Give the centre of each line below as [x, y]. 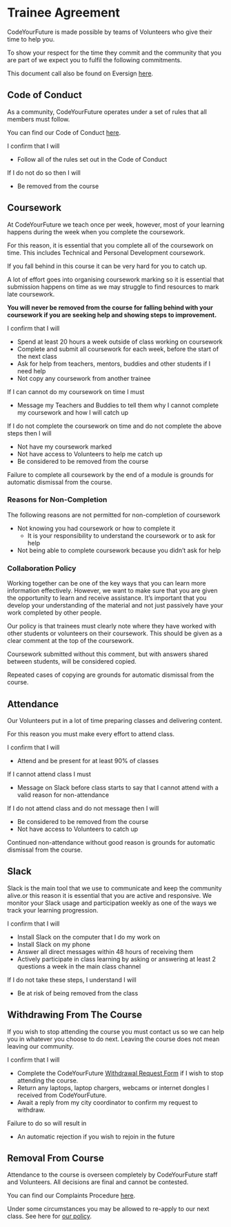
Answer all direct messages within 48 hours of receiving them [105, 951]
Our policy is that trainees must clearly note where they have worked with [112, 626]
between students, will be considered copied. [72, 662]
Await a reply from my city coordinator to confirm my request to [107, 1102]
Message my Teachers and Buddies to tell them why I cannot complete [118, 405]
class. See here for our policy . [49, 1216]
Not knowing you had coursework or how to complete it [96, 528]
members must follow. [39, 119]
